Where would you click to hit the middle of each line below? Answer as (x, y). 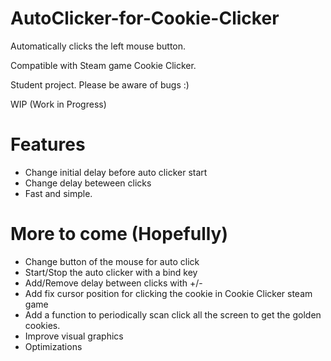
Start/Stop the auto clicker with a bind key (111, 272)
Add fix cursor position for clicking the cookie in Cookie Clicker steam (168, 293)
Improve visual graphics (74, 336)
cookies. (42, 325)
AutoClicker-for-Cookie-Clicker (145, 18)
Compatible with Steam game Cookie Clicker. (103, 65)
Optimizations (53, 346)
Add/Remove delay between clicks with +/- (113, 283)
